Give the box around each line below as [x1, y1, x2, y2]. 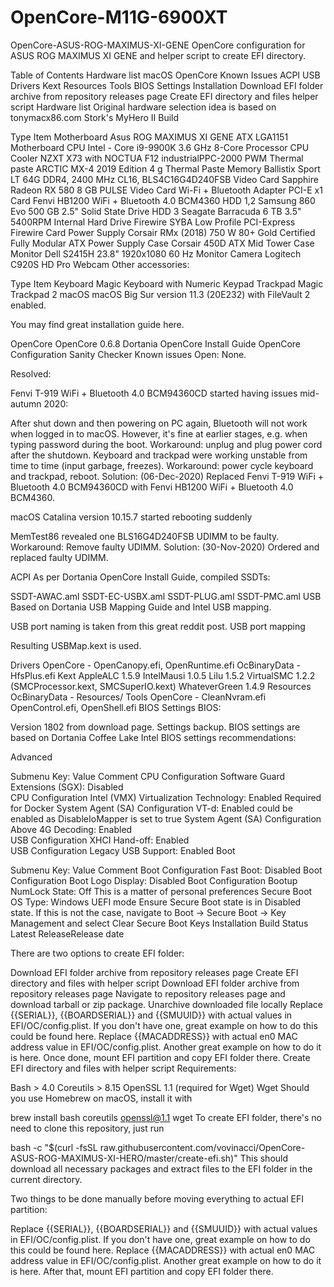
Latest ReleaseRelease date [10, 927, 125, 940]
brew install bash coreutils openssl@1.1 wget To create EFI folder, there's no [10, 1111, 322, 1123]
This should [239, 1152, 289, 1164]
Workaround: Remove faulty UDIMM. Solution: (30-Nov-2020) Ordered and [10, 541, 320, 553]
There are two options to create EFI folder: [10, 947, 185, 959]
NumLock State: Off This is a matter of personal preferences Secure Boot [10, 885, 313, 897]
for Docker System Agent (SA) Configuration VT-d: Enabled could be [10, 802, 293, 814]
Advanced [10, 751, 53, 763]
